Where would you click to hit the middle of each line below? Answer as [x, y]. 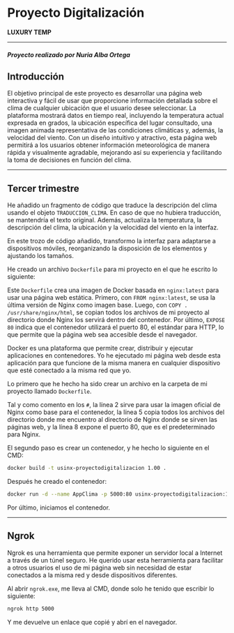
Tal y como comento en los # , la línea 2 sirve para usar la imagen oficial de [114, 405]
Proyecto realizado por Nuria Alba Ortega [69, 54]
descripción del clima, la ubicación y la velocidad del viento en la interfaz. [113, 227]
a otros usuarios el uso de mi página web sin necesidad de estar [100, 567]
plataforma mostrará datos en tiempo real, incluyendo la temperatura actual [116, 116]
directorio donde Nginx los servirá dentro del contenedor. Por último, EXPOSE [116, 320]
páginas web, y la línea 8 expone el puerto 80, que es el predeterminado [111, 427]
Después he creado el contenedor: [57, 482]
